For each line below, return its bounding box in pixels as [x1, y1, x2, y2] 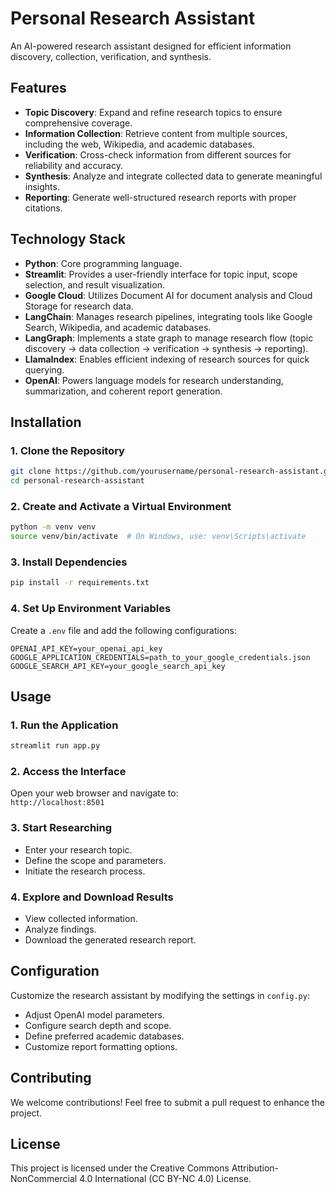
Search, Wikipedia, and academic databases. [24, 321, 212, 333]
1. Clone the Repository [10, 443, 125, 457]
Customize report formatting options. [24, 1040, 178, 1052]
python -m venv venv [10, 522, 97, 532]
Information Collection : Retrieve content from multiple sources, [24, 127, 288, 139]
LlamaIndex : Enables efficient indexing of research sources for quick [24, 353, 310, 365]
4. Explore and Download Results [10, 890, 174, 904]
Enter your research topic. [24, 843, 133, 856]
